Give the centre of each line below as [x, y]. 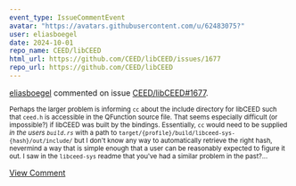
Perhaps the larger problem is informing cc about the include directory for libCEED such [143, 109]
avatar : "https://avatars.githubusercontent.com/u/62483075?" [127, 26]
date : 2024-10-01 [41, 42]
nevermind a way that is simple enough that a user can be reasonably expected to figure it [147, 148]
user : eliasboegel [43, 34]
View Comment [37, 173]
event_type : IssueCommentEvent [67, 17]
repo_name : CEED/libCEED [55, 51]
